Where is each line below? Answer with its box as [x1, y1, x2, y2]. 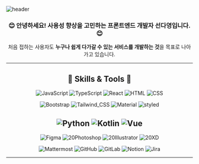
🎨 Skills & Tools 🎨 [68, 74, 131, 84]
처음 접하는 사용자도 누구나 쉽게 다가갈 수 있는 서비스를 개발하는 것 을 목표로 [8, 43, 181, 50]
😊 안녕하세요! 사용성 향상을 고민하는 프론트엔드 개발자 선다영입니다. [8, 21, 191, 30]
